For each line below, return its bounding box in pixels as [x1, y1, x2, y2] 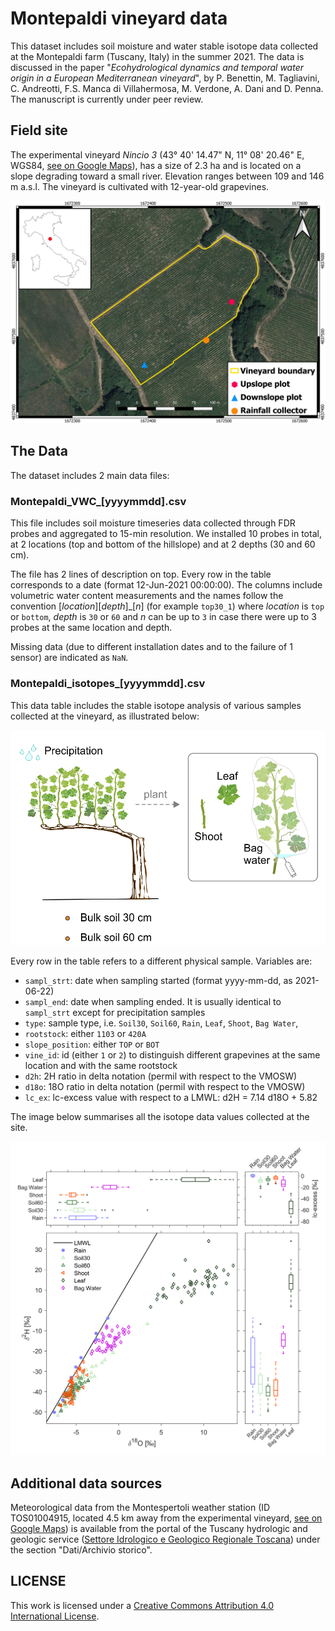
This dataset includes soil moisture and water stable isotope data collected [10, 40, 319, 52]
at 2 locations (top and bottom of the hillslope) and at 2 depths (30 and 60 [10, 538, 316, 551]
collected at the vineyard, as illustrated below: [10, 710, 200, 722]
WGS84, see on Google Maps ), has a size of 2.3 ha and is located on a [10, 159, 302, 171]
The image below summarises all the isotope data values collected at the [10, 1110, 310, 1122]
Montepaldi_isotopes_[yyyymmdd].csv [10, 677, 206, 691]
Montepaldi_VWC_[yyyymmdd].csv [10, 494, 187, 508]
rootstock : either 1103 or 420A [24, 1027, 147, 1039]
